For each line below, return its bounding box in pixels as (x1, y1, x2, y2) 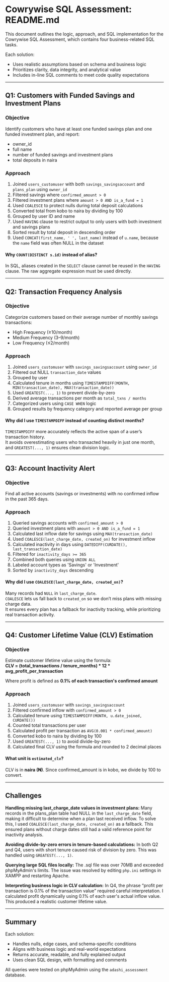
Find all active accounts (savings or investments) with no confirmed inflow (5, 491, 159, 496)
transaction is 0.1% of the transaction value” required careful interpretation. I (5, 888, 163, 894)
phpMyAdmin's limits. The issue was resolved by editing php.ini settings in (5, 867, 161, 873)
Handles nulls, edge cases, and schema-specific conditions (12, 941, 137, 947)
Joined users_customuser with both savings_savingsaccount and (12, 181, 145, 187)
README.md (5, 14, 60, 26)
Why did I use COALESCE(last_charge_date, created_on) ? (5, 579, 123, 585)
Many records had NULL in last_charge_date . (5, 590, 97, 596)
